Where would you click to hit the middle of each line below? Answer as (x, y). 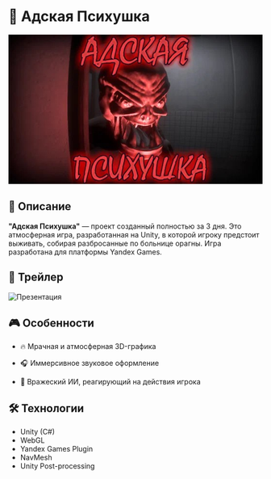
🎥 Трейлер (36, 277)
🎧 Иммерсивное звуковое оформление (90, 363)
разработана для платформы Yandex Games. (85, 252)
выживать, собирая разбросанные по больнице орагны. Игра (115, 243)
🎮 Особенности (51, 324)
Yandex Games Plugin (56, 449)
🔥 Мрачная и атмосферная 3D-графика (88, 347)
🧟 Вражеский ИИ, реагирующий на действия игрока (110, 382)
